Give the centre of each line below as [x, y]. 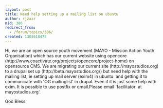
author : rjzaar [20, 18]
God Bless [15, 101]
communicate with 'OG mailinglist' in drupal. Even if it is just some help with [81, 81]
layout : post [18, 9]
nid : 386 [14, 23]
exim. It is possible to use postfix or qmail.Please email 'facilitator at [73, 87]
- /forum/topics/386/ [31, 32]
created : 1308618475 [26, 37]
